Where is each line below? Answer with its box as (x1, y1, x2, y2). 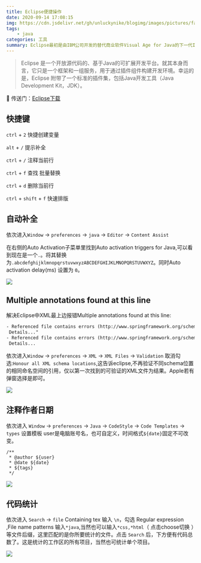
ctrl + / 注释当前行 (6, 156, 54, 164)
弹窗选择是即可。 (6, 374, 48, 381)
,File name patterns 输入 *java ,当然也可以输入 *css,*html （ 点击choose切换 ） (6, 523, 194, 531)
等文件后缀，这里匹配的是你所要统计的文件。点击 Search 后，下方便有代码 (6, 531, 188, 538)
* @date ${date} (8, 459, 50, 465)
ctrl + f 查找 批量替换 (6, 169, 61, 176)
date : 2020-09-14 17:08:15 (6, 14, 74, 20)
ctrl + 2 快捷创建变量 (6, 131, 59, 138)
